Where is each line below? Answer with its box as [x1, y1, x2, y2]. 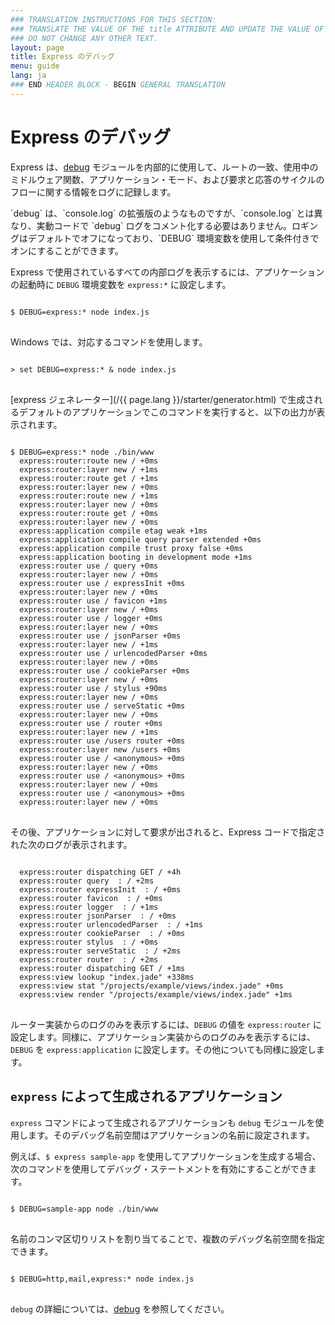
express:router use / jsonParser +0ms [19, 631, 182, 641]
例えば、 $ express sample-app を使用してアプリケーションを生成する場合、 [10, 1150, 322, 1162]
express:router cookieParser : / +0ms [19, 928, 186, 938]
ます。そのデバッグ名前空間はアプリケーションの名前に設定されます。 [27, 1129, 315, 1141]
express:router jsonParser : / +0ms [19, 911, 177, 921]
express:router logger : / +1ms [19, 902, 159, 912]
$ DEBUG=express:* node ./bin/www [10, 447, 155, 457]
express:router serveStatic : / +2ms [19, 946, 182, 956]
